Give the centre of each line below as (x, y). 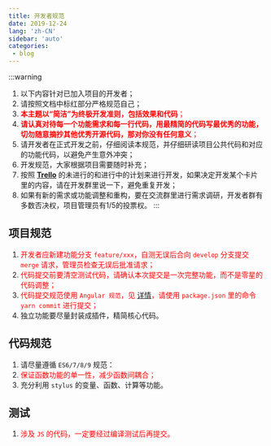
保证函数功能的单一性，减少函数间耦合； (88, 375)
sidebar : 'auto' (36, 39)
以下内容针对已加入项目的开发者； (77, 93)
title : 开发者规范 (37, 16)
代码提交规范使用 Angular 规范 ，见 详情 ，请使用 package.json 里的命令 (138, 295)
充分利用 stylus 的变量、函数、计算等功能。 (94, 385)
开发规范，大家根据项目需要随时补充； (84, 165)
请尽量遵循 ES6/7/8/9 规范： (68, 364)
